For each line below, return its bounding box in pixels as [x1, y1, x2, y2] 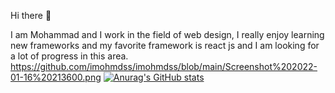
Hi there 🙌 [10, 10, 52, 21]
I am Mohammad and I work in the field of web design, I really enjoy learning [10, 29, 325, 40]
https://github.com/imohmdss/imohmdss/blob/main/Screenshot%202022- [10, 61, 318, 72]
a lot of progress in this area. [10, 50, 129, 62]
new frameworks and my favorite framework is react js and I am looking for [10, 40, 320, 51]
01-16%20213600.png [10, 71, 102, 83]
